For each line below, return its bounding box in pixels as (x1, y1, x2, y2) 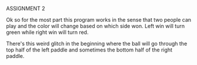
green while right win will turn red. (6, 29, 89, 36)
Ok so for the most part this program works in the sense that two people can (6, 16, 192, 23)
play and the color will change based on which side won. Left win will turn (6, 23, 185, 29)
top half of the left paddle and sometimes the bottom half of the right (6, 46, 172, 53)
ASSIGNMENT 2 (6, 5, 45, 12)
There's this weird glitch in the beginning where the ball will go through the (6, 40, 188, 47)
